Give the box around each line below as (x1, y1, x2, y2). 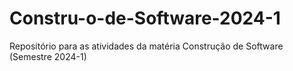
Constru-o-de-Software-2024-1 (9, 7, 281, 30)
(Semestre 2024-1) (9, 50, 87, 62)
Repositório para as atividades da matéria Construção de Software (9, 40, 284, 52)
